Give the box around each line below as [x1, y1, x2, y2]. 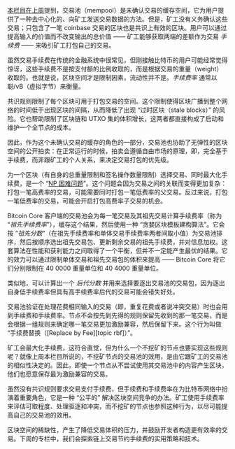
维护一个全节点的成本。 [7, 123, 75, 131]
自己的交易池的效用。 [13, 411, 75, 419]
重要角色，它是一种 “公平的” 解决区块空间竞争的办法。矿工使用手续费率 [19, 394, 225, 401]
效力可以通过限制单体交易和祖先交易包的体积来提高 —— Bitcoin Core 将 [13, 255, 220, 264]
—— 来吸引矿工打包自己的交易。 [20, 41, 115, 49]
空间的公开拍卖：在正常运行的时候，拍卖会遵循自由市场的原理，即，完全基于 [7, 147, 228, 155]
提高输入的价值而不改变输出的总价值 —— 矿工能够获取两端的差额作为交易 [7, 32, 219, 41]
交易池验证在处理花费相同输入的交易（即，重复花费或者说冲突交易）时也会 [7, 303, 222, 311]
